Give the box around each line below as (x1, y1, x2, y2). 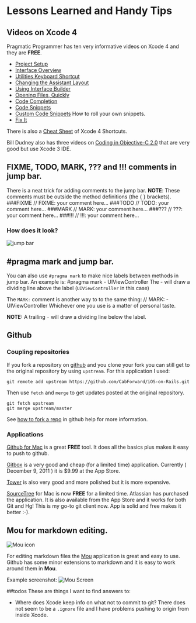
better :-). (6, 508, 30, 515)
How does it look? (6, 226, 58, 235)
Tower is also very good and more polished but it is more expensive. (6, 479, 171, 486)
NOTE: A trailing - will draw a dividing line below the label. (6, 313, 146, 320)
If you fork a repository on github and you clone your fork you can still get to (6, 361, 190, 368)
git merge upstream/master (6, 405, 72, 411)
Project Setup (15, 60, 48, 67)
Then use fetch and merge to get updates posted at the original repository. (6, 389, 184, 396)
